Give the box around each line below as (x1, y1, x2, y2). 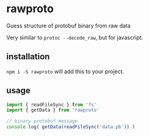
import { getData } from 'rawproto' (6, 107, 100, 113)
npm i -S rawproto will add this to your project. (6, 68, 125, 75)
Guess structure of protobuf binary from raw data (6, 22, 131, 29)
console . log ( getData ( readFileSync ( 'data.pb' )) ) (6, 124, 136, 130)
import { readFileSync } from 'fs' (6, 101, 97, 108)
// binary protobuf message (6, 118, 78, 124)
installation (6, 51, 50, 62)
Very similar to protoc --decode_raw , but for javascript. (6, 34, 144, 41)
